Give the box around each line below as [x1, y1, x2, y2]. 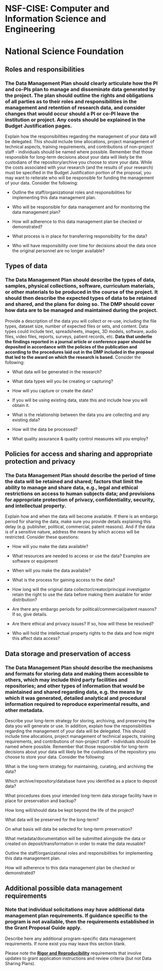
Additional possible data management [5, 884, 123, 892]
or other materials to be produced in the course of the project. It [5, 289, 158, 295]
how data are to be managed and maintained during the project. [5, 307, 158, 314]
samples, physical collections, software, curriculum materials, [5, 283, 155, 290]
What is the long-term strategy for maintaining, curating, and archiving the [5, 764, 154, 769]
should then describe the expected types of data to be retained [5, 295, 157, 302]
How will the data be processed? [12, 426, 78, 432]
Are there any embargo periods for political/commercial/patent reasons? [12, 606, 157, 612]
